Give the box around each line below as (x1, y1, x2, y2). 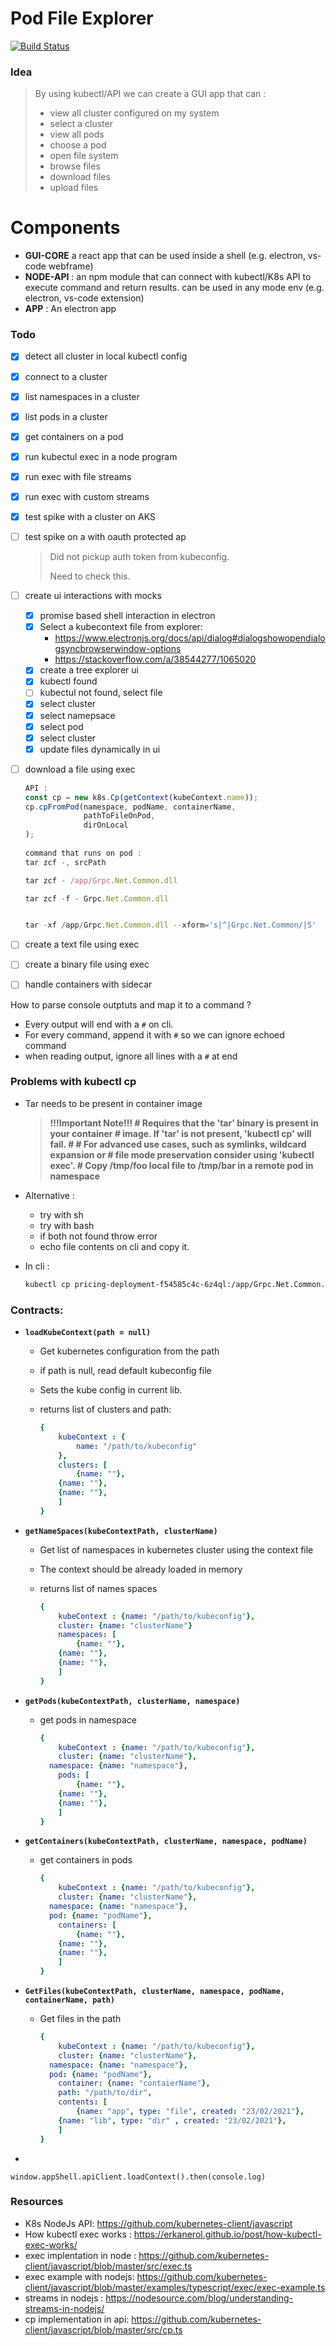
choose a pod (49, 139, 107, 151)
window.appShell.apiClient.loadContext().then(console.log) (10, 2172, 267, 2182)
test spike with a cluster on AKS (24, 510, 156, 522)
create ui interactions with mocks (24, 590, 162, 602)
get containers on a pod (24, 430, 124, 442)
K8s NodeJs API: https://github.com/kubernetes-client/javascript (24, 2217, 293, 2229)
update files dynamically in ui (39, 743, 161, 755)
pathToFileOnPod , (83, 811, 156, 821)
